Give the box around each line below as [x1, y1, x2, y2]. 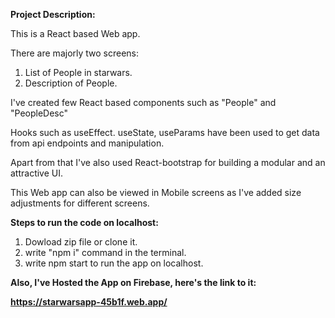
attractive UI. [10, 167, 64, 179]
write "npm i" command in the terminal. [24, 247, 187, 258]
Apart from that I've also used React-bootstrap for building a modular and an [10, 157, 326, 168]
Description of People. [24, 77, 118, 89]
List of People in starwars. [24, 67, 133, 78]
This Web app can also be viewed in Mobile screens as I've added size [10, 187, 302, 198]
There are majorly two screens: [10, 47, 140, 59]
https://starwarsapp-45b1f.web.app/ [10, 296, 168, 308]
